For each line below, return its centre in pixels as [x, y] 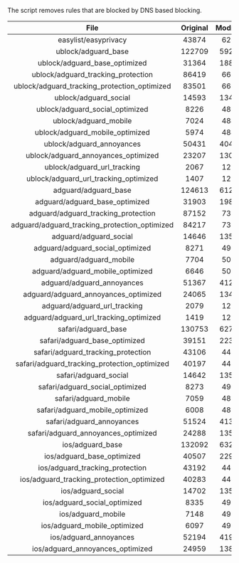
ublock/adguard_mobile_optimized [92, 132]
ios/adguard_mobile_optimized [92, 526]
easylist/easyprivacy [92, 40]
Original [195, 28]
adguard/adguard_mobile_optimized [92, 271]
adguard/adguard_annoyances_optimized [92, 294]
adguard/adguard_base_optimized [92, 202]
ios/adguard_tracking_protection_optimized [92, 479]
